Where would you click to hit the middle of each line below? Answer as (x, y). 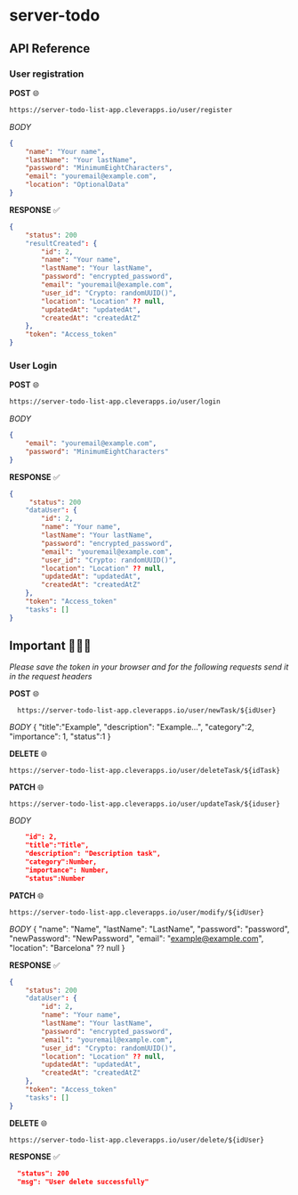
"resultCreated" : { (61, 243)
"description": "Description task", (93, 854)
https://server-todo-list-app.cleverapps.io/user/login (115, 402)
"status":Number (56, 878)
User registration (47, 74)
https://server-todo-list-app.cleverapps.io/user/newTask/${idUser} (147, 711)
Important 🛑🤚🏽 (50, 646)
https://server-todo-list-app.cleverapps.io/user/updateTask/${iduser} (145, 804)
